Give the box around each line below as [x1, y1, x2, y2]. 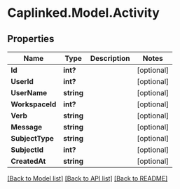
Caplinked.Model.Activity [7, 5, 160, 21]
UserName [11, 88, 48, 97]
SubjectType [11, 134, 55, 143]
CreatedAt [11, 156, 46, 166]
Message [11, 122, 43, 132]
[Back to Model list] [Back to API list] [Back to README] [7, 174, 168, 183]
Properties [7, 33, 55, 45]
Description [90, 54, 130, 63]
